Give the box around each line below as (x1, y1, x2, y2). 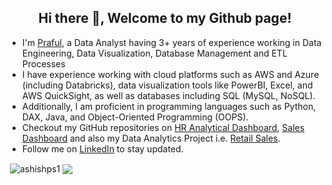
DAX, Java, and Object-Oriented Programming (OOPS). (21, 111, 249, 123)
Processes (21, 57, 66, 70)
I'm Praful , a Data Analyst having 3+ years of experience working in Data (21, 36, 322, 48)
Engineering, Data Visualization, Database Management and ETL (21, 47, 288, 59)
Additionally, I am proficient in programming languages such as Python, (21, 100, 317, 112)
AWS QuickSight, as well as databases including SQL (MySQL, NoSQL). (21, 89, 316, 101)
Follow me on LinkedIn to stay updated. (21, 142, 184, 155)
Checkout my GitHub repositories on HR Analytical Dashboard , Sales (21, 121, 305, 133)
